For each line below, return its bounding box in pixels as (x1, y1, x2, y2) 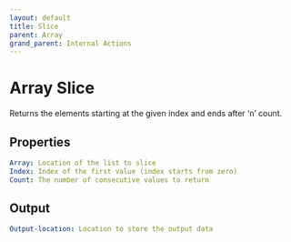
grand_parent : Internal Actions (9, 38, 132, 48)
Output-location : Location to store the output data (9, 225, 214, 234)
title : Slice (9, 22, 59, 31)
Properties (9, 134, 71, 150)
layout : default (9, 13, 71, 23)
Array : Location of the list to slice (9, 158, 156, 167)
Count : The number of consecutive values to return (9, 175, 209, 185)
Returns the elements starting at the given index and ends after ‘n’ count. (9, 108, 283, 119)
